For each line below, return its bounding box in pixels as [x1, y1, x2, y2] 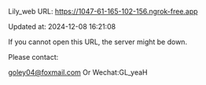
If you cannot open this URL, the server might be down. [8, 37, 187, 46]
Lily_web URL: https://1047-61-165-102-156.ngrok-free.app [8, 7, 198, 16]
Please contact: [8, 53, 59, 61]
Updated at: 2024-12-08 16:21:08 [8, 22, 116, 31]
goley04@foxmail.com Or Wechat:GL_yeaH [8, 68, 148, 77]
